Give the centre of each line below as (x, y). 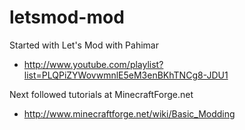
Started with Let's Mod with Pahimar (84, 45)
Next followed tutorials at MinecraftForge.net (101, 94)
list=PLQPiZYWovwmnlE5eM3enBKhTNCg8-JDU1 (126, 75)
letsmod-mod (67, 17)
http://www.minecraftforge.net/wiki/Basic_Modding (129, 113)
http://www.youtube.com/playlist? (93, 64)
